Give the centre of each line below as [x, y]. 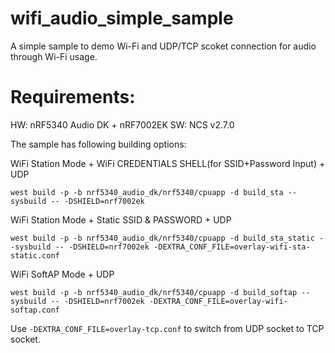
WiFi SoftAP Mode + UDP [62, 274]
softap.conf [35, 310]
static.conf [35, 255]
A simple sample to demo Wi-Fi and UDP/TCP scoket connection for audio [163, 46]
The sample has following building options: [98, 144]
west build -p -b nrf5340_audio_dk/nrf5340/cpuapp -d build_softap [154, 292]
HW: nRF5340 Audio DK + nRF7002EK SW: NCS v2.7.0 [122, 124]
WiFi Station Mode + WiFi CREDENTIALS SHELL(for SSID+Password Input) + [168, 163]
